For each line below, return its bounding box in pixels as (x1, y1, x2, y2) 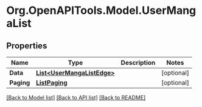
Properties (6, 41, 47, 51)
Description (120, 59, 156, 66)
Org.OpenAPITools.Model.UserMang (6, 4, 197, 18)
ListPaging (35, 79, 68, 86)
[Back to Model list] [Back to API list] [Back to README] (6, 94, 146, 101)
